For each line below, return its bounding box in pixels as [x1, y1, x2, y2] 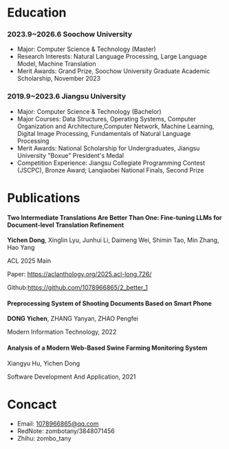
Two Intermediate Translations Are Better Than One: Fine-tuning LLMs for [7, 213, 222, 221]
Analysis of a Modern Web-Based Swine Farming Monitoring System [7, 343, 208, 352]
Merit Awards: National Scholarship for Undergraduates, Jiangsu [17, 143, 200, 152]
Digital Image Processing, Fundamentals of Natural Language [17, 129, 191, 137]
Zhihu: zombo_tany [17, 434, 72, 442]
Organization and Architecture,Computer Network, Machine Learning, [17, 122, 215, 130]
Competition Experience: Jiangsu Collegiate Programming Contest [17, 159, 206, 167]
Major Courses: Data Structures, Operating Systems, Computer [17, 114, 196, 123]
